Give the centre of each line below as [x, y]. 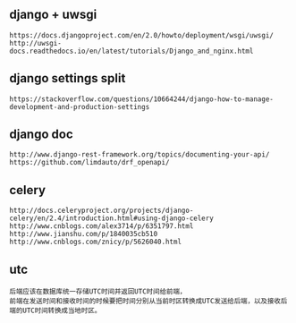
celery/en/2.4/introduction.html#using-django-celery [112, 218]
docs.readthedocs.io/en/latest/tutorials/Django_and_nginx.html [131, 51]
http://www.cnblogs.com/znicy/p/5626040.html [95, 242]
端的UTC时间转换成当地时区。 [55, 311]
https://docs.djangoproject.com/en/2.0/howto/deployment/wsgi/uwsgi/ [142, 35]
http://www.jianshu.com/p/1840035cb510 [84, 234]
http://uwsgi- [36, 43]
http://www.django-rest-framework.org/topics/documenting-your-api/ [140, 155]
